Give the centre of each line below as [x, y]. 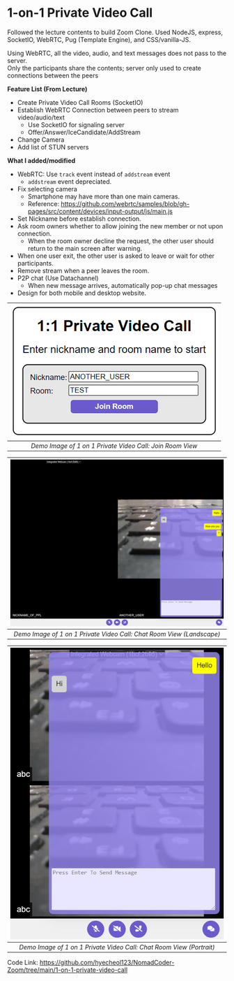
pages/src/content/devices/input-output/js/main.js [100, 211]
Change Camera [41, 139]
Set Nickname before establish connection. [79, 219]
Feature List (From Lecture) [47, 89]
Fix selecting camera [47, 189]
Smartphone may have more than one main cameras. [103, 196]
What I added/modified [41, 160]
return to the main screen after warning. [85, 248]
